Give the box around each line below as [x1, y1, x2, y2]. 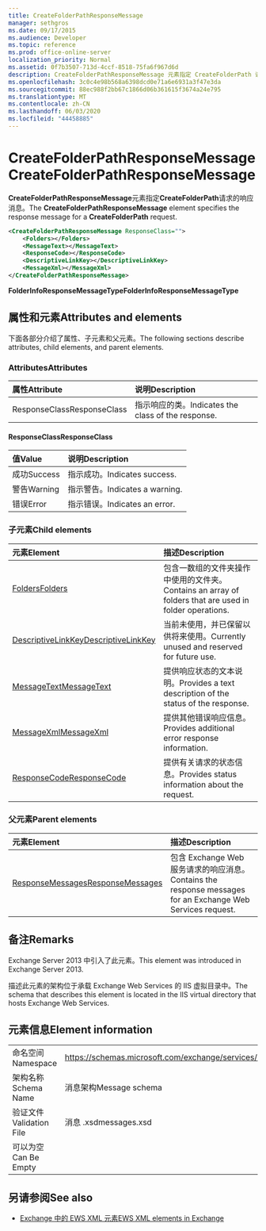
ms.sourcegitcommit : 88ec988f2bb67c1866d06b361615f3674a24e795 [8, 85, 222, 94]
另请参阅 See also [8, 1191, 93, 1204]
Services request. [169, 903, 236, 915]
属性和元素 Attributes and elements [8, 311, 182, 324]
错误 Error [12, 499, 47, 510]
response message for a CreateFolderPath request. [8, 212, 178, 221]
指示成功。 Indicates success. [67, 469, 177, 480]
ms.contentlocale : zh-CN [8, 100, 90, 108]
